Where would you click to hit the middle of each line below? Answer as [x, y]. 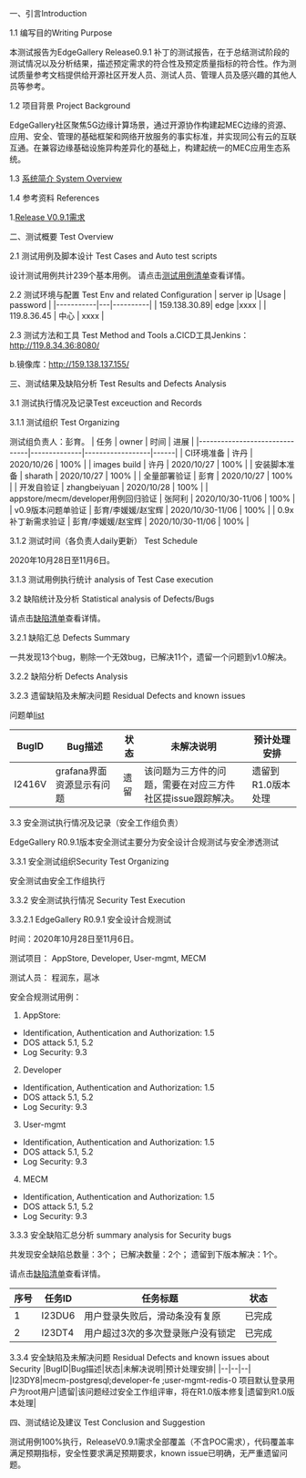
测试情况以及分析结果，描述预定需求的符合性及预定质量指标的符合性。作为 [149, 63]
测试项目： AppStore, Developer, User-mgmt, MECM [108, 958]
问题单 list [27, 715]
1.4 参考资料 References [55, 198]
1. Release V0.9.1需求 [47, 217]
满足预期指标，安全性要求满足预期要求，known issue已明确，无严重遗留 [145, 1453]
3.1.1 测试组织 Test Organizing [65, 422]
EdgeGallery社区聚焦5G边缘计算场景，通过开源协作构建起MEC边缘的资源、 [150, 125]
